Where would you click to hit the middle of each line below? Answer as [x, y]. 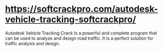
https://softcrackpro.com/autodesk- [81, 9]
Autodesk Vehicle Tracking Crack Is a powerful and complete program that [81, 33]
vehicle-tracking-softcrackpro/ [71, 19]
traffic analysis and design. [33, 43]
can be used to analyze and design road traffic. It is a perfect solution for [79, 38]
